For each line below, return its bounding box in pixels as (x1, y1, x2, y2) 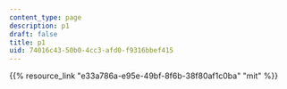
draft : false (9, 29, 58, 38)
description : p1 (9, 21, 70, 30)
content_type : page (9, 12, 82, 22)
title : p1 (9, 37, 46, 47)
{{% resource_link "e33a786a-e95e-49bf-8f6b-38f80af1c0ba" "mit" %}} (9, 70, 279, 81)
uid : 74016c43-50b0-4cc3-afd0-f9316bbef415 (9, 46, 174, 55)
